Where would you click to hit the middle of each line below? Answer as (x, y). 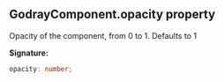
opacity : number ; (41, 69)
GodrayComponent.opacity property (112, 15)
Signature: (29, 53)
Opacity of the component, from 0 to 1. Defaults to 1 (103, 35)
